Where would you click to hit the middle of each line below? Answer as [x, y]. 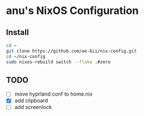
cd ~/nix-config [26, 57]
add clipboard [31, 101]
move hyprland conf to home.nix [53, 94]
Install [17, 32]
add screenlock [33, 107]
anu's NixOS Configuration [72, 11]
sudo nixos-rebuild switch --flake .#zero [58, 62]
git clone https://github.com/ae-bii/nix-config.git [71, 51]
